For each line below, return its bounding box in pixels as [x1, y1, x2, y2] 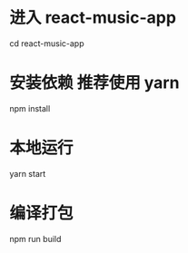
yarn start [9, 168, 46, 179]
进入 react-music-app [9, 7, 177, 28]
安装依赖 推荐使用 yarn [9, 73, 180, 93]
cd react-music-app [9, 37, 84, 49]
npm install [9, 102, 51, 113]
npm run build [9, 233, 62, 244]
